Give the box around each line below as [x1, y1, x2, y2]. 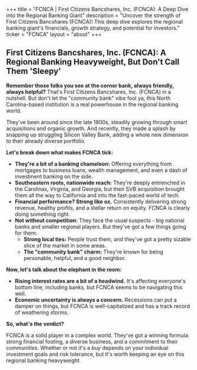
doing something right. [14, 210, 70, 218]
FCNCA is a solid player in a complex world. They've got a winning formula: [6, 332, 190, 339]
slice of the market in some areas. [23, 242, 106, 249]
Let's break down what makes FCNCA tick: [6, 148, 114, 156]
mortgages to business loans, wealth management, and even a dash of [14, 166, 188, 174]
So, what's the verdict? [6, 320, 64, 327]
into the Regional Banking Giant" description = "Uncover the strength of [6, 12, 181, 19]
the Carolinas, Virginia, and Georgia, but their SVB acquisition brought [14, 185, 185, 192]
